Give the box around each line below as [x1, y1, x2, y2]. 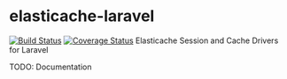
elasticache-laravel [9, 6, 155, 26]
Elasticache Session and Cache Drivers [136, 35, 279, 46]
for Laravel [9, 44, 49, 54]
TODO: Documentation [9, 61, 92, 72]
